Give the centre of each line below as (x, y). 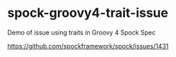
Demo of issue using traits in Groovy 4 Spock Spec (82, 32)
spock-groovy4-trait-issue (88, 13)
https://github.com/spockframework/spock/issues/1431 (88, 46)
